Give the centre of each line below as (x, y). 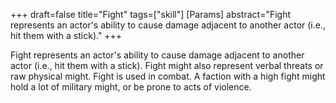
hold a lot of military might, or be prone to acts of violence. (131, 87)
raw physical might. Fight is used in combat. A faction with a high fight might (168, 76)
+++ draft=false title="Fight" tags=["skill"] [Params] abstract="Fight (151, 14)
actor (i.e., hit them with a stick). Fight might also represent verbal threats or (167, 65)
